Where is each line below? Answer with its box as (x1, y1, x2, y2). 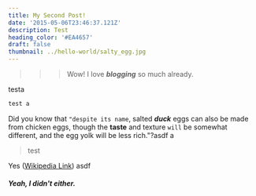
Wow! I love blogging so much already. (66, 70, 195, 78)
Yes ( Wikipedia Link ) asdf (8, 161, 91, 170)
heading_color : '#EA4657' (8, 33, 93, 42)
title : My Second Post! (8, 11, 87, 20)
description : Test (8, 26, 69, 34)
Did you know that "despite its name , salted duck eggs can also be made (8, 114, 249, 123)
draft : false (8, 41, 51, 49)
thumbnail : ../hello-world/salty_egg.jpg (8, 48, 147, 56)
